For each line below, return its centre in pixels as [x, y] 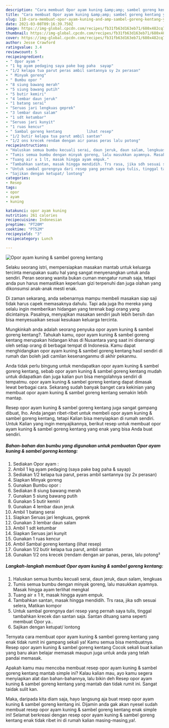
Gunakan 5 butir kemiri [36, 501]
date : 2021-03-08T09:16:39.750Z [39, 24]
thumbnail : [17, 33]
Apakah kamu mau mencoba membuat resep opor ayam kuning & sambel [81, 668]
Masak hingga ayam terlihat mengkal [51, 589]
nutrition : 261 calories [32, 215]
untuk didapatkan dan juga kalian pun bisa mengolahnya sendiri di [74, 376]
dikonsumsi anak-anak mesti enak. [41, 288]
